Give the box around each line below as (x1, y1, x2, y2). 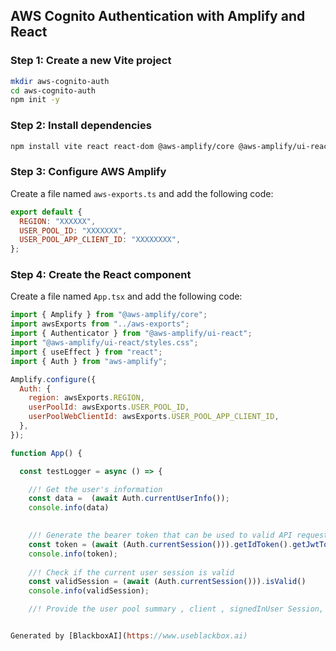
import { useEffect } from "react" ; (10, 347, 163, 357)
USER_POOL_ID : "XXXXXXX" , (19, 225, 128, 236)
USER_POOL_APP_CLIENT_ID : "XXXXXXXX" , (19, 235, 182, 245)
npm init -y (10, 95, 60, 105)
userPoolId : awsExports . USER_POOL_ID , (28, 402, 190, 413)
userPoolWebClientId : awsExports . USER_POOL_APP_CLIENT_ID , (28, 412, 280, 422)
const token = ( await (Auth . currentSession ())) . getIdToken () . (28, 539, 293, 549)
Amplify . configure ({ (10, 374, 97, 384)
